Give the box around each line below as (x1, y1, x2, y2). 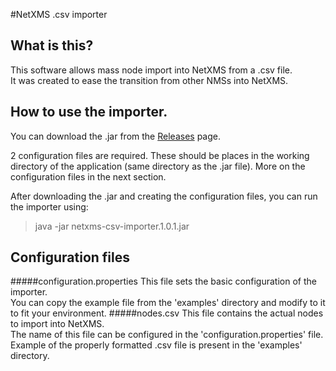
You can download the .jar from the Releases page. (10, 130, 221, 142)
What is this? (10, 37, 94, 54)
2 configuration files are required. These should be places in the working (10, 149, 310, 161)
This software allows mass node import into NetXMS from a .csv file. (10, 64, 293, 76)
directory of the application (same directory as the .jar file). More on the (10, 160, 306, 172)
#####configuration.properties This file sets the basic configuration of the (10, 275, 317, 288)
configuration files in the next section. (10, 170, 167, 183)
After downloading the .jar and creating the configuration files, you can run (10, 190, 318, 202)
